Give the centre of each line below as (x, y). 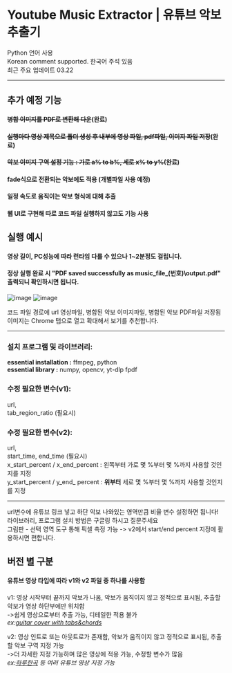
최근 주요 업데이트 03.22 (40, 70)
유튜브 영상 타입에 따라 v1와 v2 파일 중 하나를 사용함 (76, 580)
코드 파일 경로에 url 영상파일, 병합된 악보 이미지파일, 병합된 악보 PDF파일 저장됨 (114, 312)
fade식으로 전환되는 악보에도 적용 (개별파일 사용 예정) (79, 179)
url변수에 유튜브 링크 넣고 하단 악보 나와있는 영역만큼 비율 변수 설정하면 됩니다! (113, 511)
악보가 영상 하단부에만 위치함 (46, 606)
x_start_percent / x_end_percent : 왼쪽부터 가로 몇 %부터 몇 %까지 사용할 (108, 464)
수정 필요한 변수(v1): (39, 389)
